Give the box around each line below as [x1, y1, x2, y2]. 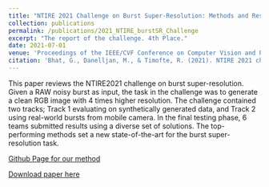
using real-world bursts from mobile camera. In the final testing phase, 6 [8, 112, 247, 122]
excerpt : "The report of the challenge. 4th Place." [8, 34, 188, 43]
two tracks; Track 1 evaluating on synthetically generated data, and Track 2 [8, 104, 256, 113]
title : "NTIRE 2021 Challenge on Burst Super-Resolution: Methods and [8, 11, 249, 20]
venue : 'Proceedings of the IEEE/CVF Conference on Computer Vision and [8, 49, 256, 57]
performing [8, 129, 46, 139]
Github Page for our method [8, 153, 101, 163]
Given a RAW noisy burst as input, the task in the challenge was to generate [8, 87, 259, 96]
